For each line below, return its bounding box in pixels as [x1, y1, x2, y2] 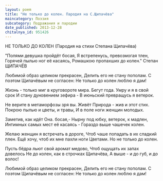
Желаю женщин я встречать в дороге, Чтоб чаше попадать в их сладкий [5, 131, 157, 137]
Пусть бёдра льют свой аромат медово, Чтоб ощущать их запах [5, 146, 139, 151]
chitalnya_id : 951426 [5, 30, 49, 35]
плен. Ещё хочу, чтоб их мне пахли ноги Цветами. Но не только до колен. [5, 136, 158, 142]
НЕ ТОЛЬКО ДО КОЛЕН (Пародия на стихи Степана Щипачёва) [5, 43, 137, 49]
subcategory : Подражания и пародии [5, 20, 77, 26]
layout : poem [5, 7, 32, 12]
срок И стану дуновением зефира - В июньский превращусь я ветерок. [5, 92, 154, 98]
